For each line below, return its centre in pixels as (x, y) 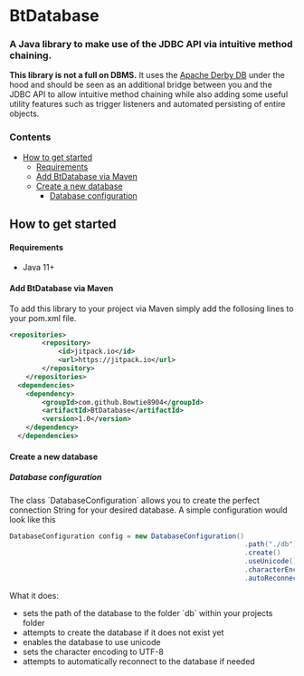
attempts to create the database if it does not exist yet (123, 632)
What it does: (34, 595)
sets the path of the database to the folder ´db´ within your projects (147, 612)
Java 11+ (38, 268)
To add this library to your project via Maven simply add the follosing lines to (152, 309)
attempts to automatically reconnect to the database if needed (138, 661)
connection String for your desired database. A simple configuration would (148, 510)
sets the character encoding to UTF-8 (93, 652)
